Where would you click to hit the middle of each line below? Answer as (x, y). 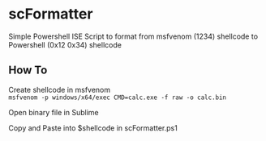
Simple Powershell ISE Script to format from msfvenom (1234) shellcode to (133, 36)
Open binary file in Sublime (54, 112)
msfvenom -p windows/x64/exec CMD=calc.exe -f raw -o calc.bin (118, 97)
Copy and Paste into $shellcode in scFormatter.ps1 (93, 128)
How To (28, 70)
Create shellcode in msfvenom (60, 89)
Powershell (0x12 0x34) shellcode (65, 44)
